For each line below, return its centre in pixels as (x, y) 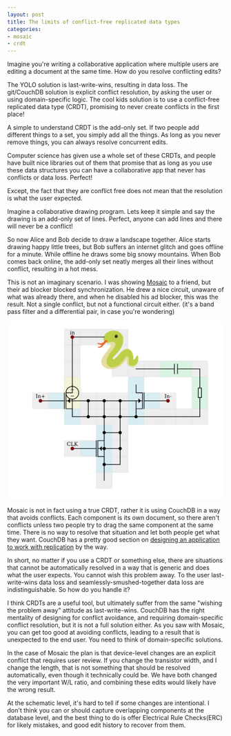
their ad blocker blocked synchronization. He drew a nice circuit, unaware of (115, 290)
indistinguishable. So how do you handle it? (69, 590)
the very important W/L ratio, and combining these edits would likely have (112, 682)
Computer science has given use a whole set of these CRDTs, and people (111, 156)
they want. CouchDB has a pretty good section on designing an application (114, 540)
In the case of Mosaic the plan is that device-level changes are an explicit (111, 653)
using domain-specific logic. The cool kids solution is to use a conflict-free (113, 99)
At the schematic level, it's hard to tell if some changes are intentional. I (108, 703)
